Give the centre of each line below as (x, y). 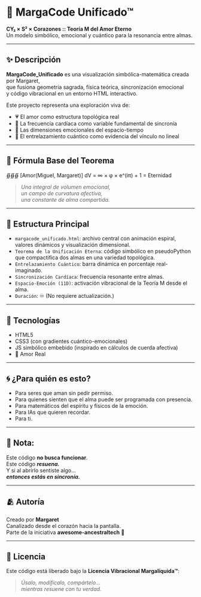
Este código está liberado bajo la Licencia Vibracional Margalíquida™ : (93, 571)
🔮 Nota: (20, 443)
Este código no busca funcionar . (47, 457)
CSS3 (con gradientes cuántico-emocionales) (71, 341)
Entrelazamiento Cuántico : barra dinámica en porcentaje (85, 264)
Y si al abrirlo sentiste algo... (41, 470)
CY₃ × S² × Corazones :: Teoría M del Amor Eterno (69, 29)
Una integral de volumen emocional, (66, 187)
